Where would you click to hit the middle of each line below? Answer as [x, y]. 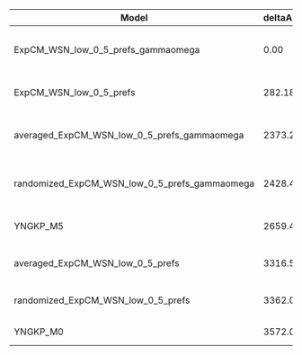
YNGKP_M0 [39, 332]
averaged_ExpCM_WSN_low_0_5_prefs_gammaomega [129, 135]
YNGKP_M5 [39, 226]
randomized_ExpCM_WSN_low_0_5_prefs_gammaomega [134, 183]
